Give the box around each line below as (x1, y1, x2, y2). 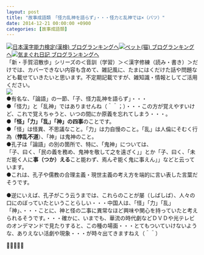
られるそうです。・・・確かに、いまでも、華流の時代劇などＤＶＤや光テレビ (6, 214, 195, 222)
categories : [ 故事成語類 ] (6, 26, 68, 32)
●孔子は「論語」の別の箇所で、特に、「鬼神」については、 (6, 141, 152, 148)
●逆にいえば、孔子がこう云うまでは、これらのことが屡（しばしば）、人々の (6, 192, 195, 199)
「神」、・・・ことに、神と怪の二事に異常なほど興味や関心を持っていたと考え (6, 207, 198, 214)
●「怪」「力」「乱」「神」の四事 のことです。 (6, 118, 114, 125)
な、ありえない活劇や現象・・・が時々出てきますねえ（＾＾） (6, 229, 161, 237)
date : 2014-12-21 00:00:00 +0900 (6, 20, 91, 26)
